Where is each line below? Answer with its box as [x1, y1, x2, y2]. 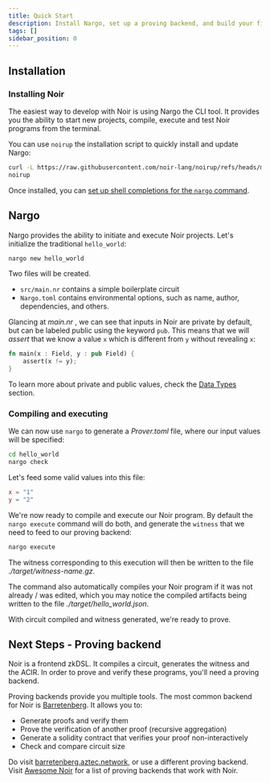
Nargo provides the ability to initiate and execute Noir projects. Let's [8, 230, 234, 240]
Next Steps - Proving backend [8, 638, 162, 652]
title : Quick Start [8, 11, 74, 20]
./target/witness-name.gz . [8, 565, 96, 576]
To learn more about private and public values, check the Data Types [8, 379, 237, 389]
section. [8, 388, 35, 397]
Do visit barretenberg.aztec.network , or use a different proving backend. [8, 757, 249, 767]
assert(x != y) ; [22, 358, 78, 366]
